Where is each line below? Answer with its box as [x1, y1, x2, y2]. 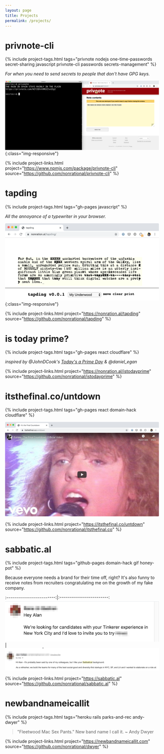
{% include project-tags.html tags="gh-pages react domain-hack [5, 407, 137, 413]
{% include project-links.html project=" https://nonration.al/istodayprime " [5, 368, 151, 374]
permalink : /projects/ [5, 18, 51, 23]
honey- [140, 560, 155, 566]
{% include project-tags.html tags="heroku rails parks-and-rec [5, 714, 132, 720]
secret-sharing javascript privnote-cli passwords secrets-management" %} [5, 61, 157, 67]
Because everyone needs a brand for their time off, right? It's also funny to [5, 574, 155, 581]
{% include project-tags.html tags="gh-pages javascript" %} [5, 204, 127, 210]
